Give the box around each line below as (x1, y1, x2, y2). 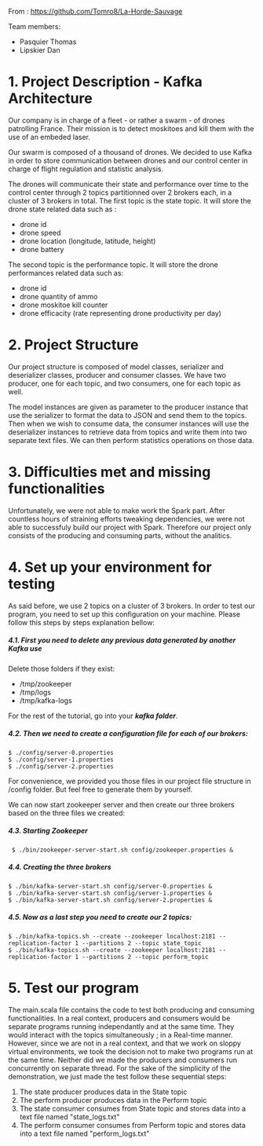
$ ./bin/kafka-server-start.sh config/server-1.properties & (8, 889, 213, 897)
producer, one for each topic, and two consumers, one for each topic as (8, 379, 241, 388)
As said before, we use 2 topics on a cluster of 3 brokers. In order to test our (8, 601, 255, 610)
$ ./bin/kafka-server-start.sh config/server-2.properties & (8, 895, 213, 904)
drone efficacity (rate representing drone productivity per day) (19, 308, 222, 317)
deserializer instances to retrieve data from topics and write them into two (8, 427, 247, 437)
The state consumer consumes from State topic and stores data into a (19, 1104, 246, 1113)
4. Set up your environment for (8, 558, 212, 576)
